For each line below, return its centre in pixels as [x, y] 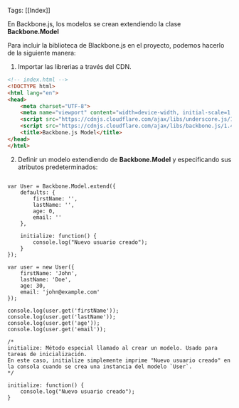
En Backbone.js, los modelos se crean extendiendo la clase [94, 24]
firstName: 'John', [49, 273]
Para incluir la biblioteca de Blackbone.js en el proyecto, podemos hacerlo [116, 45]
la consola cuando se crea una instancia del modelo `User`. [100, 366]
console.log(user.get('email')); [57, 329]
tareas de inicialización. [47, 354]
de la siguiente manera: [42, 53]
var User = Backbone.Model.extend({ [62, 186]
